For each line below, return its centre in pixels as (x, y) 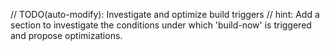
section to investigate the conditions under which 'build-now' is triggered (161, 25)
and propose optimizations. (66, 35)
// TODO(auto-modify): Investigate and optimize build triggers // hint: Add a (165, 14)
